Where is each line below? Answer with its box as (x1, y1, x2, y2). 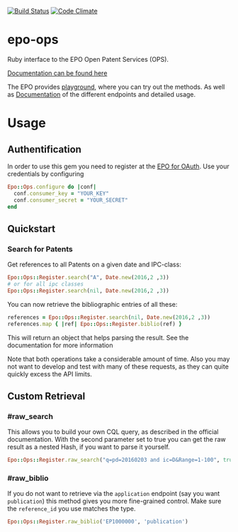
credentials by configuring (7, 169, 84, 178)
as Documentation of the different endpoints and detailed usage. (7, 89, 196, 99)
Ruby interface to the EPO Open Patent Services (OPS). (7, 55, 169, 63)
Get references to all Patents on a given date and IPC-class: (7, 260, 182, 269)
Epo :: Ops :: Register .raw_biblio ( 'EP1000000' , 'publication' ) (7, 519, 189, 526)
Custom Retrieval (7, 390, 86, 402)
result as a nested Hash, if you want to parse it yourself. (7, 443, 170, 451)
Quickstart (7, 222, 56, 234)
